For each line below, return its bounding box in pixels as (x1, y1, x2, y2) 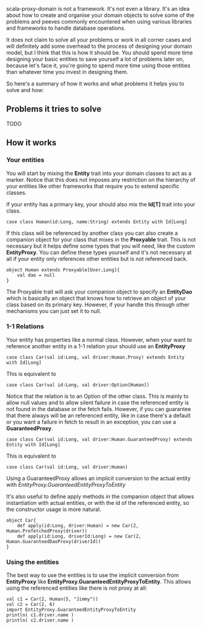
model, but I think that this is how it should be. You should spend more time (6, 49, 193, 56)
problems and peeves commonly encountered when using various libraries (6, 18, 192, 25)
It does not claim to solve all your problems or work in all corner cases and (6, 36, 192, 43)
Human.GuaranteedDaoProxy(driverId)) (6, 538, 101, 544)
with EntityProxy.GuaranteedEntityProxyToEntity (6, 481, 126, 488)
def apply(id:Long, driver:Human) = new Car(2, (17, 522, 139, 529)
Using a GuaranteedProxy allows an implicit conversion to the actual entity (6, 475, 191, 482)
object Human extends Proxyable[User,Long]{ (6, 266, 120, 273)
